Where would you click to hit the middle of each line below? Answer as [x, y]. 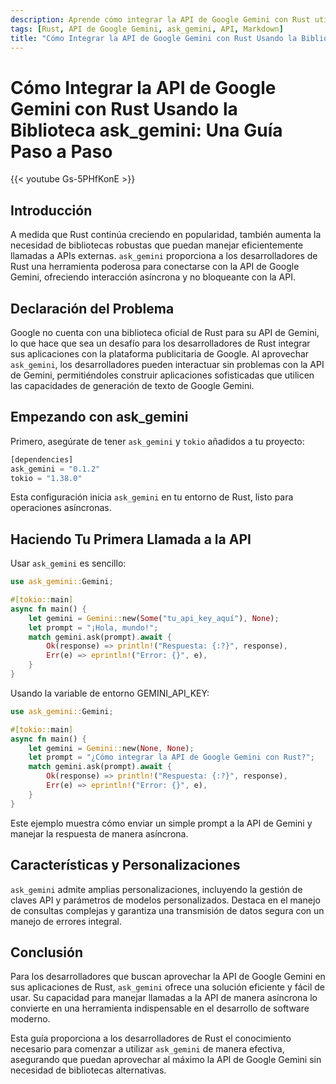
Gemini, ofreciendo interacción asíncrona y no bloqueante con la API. [153, 277]
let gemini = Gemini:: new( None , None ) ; [111, 748]
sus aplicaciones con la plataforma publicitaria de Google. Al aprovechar [160, 353]
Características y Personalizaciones [125, 865]
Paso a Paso [61, 151]
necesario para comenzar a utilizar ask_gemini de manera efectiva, [147, 1049]
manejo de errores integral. [66, 921]
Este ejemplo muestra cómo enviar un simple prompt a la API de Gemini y [161, 823]
